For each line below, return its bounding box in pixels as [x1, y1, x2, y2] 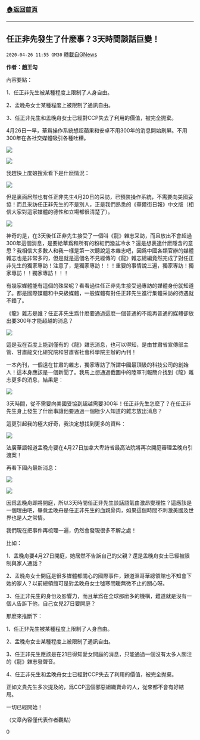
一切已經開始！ [6, 704, 43, 711]
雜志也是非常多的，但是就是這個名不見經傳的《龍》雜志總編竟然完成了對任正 [6, 255, 194, 262]
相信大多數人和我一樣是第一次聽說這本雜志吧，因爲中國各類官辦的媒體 [21, 247, 194, 254]
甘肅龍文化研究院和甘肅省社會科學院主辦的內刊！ [16, 349, 137, 356]
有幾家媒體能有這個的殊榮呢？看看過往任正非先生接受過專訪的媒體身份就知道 [6, 282, 194, 289]
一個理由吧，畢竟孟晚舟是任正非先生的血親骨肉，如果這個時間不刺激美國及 [6, 507, 189, 514]
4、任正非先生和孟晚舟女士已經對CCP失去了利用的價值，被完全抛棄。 [6, 671, 177, 678]
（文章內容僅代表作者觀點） [6, 716, 74, 723]
